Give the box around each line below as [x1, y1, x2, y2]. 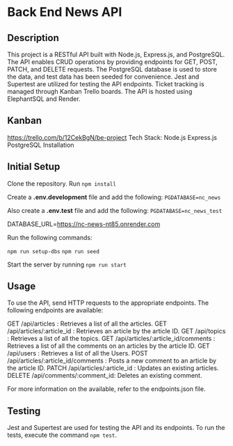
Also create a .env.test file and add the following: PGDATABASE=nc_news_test [7, 206, 223, 214]
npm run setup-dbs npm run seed [7, 248, 99, 255]
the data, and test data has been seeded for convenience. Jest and [7, 72, 200, 81]
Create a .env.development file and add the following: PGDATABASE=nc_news [7, 193, 221, 201]
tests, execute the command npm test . [7, 431, 117, 439]
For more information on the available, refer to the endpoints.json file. [7, 385, 206, 393]
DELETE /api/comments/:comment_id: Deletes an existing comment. [7, 372, 202, 380]
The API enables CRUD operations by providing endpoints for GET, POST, [7, 58, 218, 66]
